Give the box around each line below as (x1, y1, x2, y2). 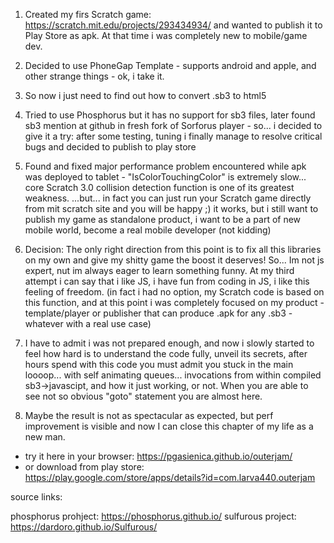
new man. (24, 431, 66, 443)
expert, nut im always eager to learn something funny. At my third (24, 265, 295, 276)
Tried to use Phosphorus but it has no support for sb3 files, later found (24, 109, 316, 121)
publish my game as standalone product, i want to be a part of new (24, 214, 302, 225)
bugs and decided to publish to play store (24, 141, 197, 153)
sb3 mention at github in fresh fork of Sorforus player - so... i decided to (24, 120, 323, 131)
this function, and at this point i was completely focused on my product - (24, 297, 325, 308)
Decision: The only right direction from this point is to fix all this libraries (24, 244, 322, 255)
